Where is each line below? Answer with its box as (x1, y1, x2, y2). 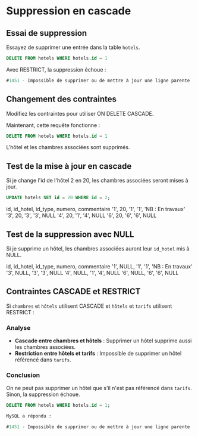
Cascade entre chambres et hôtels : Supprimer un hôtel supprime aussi (14, 337, 192, 344)
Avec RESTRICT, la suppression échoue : (6, 66, 106, 73)
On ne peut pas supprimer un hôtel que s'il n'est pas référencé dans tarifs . (6, 385, 192, 392)
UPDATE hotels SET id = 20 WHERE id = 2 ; (6, 195, 111, 201)
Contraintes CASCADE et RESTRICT (6, 286, 141, 296)
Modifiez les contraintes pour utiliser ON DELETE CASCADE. (6, 110, 154, 117)
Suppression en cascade (6, 4, 131, 18)
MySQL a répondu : (6, 413, 52, 419)
